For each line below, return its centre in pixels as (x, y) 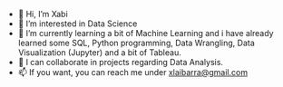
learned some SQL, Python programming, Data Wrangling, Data (137, 43)
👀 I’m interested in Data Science (78, 24)
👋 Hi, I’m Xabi (43, 14)
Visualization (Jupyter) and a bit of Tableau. (99, 53)
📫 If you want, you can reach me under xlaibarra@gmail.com (132, 72)
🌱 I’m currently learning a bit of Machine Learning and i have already (146, 33)
